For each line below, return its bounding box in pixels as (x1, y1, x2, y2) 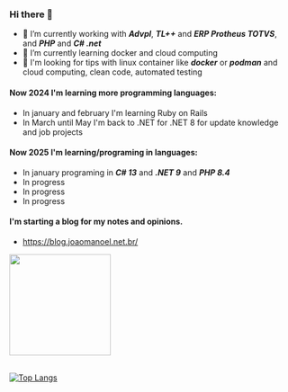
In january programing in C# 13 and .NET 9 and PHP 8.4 (22, 166, 231, 178)
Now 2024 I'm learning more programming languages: (9, 87, 218, 98)
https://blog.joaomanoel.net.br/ (22, 236, 139, 246)
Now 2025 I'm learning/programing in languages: (9, 147, 198, 158)
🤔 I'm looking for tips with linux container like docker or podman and (22, 58, 278, 68)
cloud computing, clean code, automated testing (22, 67, 202, 77)
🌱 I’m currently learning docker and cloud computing (22, 48, 219, 58)
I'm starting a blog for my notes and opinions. (9, 216, 183, 227)
